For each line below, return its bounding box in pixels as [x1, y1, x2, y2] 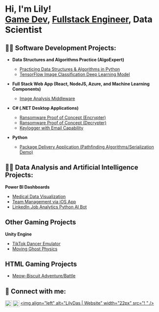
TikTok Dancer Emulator [12, 240, 61, 246]
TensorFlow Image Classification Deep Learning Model [19, 72, 130, 77]
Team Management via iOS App [12, 198, 76, 204]
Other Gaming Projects [5, 218, 76, 226]
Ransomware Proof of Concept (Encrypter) [19, 115, 106, 120]
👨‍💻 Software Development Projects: [5, 44, 116, 52]
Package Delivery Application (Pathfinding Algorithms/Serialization [19, 144, 154, 150]
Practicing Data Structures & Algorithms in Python [19, 66, 120, 72]
